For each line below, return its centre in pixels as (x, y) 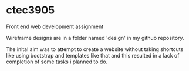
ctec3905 (31, 10)
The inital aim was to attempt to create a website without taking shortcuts (95, 49)
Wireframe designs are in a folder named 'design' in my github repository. (95, 38)
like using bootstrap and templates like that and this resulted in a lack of (93, 55)
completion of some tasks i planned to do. (57, 62)
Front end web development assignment (55, 26)
